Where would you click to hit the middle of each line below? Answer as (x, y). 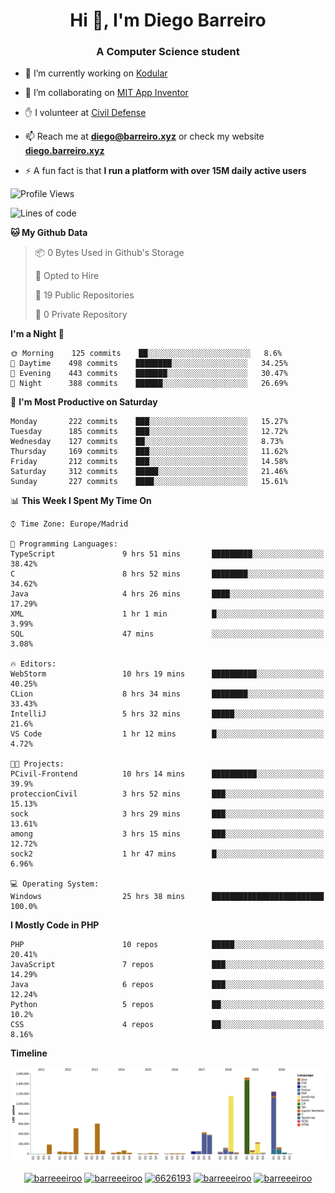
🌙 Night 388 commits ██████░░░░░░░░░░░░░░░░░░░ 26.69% (149, 384)
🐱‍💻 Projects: (37, 764)
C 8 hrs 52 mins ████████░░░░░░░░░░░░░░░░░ (167, 574)
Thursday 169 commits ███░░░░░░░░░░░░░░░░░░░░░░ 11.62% (149, 452)
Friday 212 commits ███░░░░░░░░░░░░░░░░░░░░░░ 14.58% (149, 462)
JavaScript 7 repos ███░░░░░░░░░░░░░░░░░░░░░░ (167, 965)
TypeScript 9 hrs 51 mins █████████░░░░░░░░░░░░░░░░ (167, 554)
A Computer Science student (168, 52)
